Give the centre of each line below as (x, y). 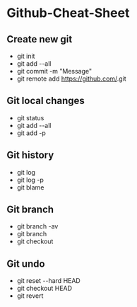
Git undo (26, 263)
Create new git (40, 39)
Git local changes (46, 101)
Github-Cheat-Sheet (68, 13)
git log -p (30, 180)
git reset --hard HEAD (48, 281)
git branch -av (37, 226)
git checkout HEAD (44, 289)
